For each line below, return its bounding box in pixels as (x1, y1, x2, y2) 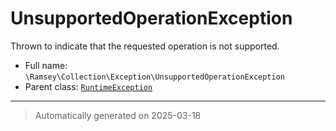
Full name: (24, 59, 68, 71)
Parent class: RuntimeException (24, 80, 153, 92)
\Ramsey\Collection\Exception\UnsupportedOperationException (24, 72, 286, 82)
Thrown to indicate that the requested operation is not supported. (10, 40, 280, 52)
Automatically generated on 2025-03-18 (34, 109, 202, 121)
